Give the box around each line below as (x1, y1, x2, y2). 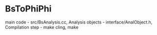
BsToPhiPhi (5, 3, 52, 14)
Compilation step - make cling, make (5, 24, 79, 30)
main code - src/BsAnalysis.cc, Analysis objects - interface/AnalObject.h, (5, 19, 153, 25)
